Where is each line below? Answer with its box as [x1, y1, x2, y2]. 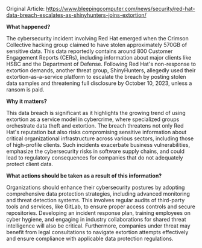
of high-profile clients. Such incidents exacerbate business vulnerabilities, [6, 141, 191, 148]
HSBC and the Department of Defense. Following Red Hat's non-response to [6, 60, 196, 67]
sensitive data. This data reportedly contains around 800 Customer [6, 48, 173, 55]
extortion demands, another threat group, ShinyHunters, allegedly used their [6, 67, 196, 74]
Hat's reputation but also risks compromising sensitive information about [6, 129, 187, 135]
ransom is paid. [6, 86, 45, 93]
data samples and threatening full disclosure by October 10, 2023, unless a [6, 79, 192, 87]
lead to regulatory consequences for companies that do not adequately [6, 154, 183, 161]
